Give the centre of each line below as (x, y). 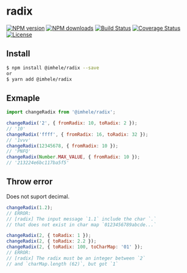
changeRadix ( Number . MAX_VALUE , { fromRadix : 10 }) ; (73, 157)
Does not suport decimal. (38, 196)
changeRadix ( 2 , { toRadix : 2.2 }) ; (51, 241)
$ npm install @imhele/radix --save (53, 68)
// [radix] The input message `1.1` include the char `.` (81, 219)
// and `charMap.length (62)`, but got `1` (62, 264)
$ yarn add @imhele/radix (39, 79)
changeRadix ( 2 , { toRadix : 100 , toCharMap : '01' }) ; (75, 247)
